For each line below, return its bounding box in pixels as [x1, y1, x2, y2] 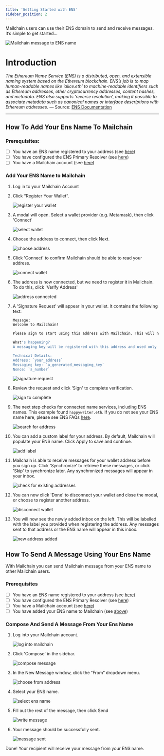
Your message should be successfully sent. [12, 727, 100, 733]
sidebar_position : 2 [5, 12, 48, 17]
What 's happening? [12, 340, 50, 345]
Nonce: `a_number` [12, 367, 50, 372]
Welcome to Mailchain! [12, 322, 59, 327]
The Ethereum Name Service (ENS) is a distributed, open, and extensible [5, 73, 152, 79]
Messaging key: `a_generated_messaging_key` [12, 362, 105, 367]
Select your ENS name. [12, 689, 59, 694]
